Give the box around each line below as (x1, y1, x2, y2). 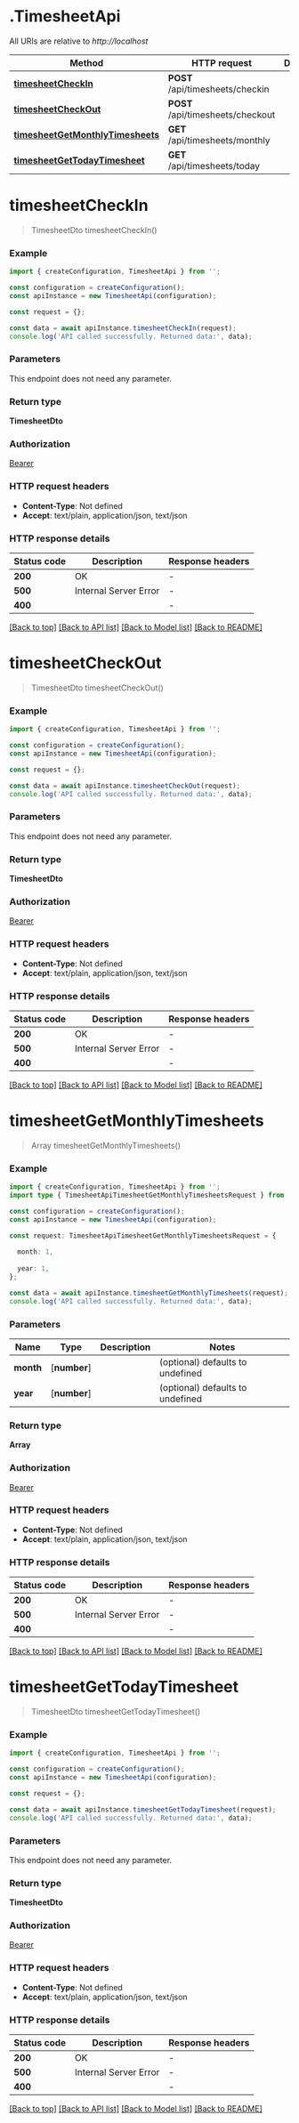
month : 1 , (17, 1247, 53, 1256)
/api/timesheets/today (167, 159, 261, 172)
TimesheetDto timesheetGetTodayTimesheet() (30, 1707, 201, 1717)
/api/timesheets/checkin (167, 83, 270, 95)
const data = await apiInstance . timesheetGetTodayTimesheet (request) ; (9, 1804, 277, 1814)
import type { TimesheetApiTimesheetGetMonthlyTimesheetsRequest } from (9, 1191, 285, 1199)
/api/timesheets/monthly (167, 133, 271, 146)
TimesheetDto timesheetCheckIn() (30, 224, 158, 235)
